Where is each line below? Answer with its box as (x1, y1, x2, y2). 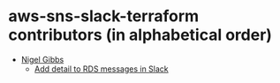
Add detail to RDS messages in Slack (34, 64, 169, 74)
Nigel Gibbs (20, 54, 64, 64)
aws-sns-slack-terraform (8, 6, 200, 26)
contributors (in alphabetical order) (8, 25, 273, 45)
